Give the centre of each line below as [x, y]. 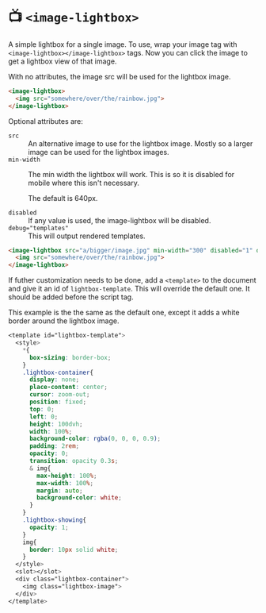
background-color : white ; [80, 498]
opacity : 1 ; [49, 527]
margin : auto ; [60, 491]
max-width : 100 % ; [65, 483]
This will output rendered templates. [87, 236]
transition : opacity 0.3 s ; [74, 461]
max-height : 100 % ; [67, 476]
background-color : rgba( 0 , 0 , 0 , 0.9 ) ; [95, 439]
